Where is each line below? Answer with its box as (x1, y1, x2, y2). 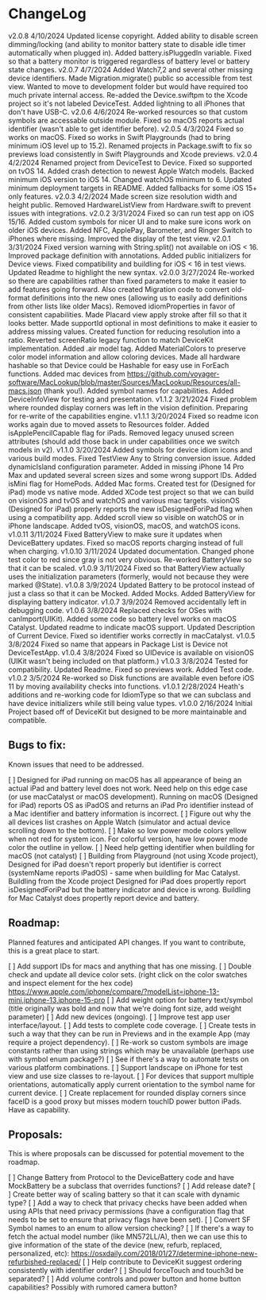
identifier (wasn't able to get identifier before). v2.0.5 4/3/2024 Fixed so (8, 124, 244, 134)
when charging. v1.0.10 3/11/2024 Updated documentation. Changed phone (8, 546, 255, 556)
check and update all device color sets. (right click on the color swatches (8, 969, 248, 979)
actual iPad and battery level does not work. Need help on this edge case (8, 783, 248, 793)
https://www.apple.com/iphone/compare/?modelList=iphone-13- (8, 987, 220, 996)
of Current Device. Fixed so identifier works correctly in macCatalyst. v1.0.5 (8, 631, 256, 640)
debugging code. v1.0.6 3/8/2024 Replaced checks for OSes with (8, 605, 222, 615)
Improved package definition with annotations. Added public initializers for (8, 250, 252, 260)
